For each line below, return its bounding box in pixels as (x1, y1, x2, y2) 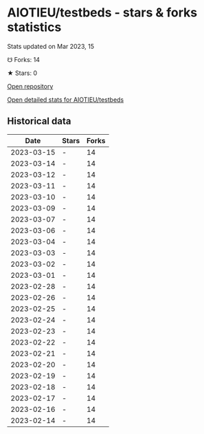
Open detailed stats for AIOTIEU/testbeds (7, 95, 124, 104)
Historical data (7, 116, 71, 127)
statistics (7, 19, 62, 35)
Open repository (7, 82, 54, 90)
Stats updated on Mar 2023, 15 (7, 42, 95, 50)
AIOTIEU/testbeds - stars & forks (7, 5, 198, 21)
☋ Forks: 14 (7, 55, 40, 63)
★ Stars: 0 (7, 69, 38, 77)
